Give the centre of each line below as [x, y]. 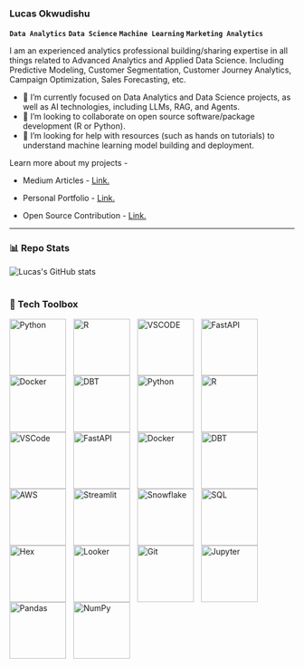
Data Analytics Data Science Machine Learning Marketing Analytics [137, 34]
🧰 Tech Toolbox [44, 304]
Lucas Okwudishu [50, 14]
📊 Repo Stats [40, 248]
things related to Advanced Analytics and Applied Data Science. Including [147, 61]
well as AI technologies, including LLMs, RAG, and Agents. [131, 107]
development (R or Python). [74, 126]
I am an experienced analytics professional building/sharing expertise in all [148, 51]
